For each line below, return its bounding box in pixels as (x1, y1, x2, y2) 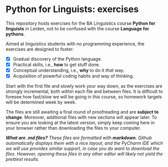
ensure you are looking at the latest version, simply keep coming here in (6, 120, 155, 126)
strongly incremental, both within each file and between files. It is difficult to (6, 88, 163, 94)
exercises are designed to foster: (6, 46, 74, 52)
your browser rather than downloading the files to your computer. (6, 125, 141, 131)
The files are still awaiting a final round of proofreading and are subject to (6, 109, 159, 115)
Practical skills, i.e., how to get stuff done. (13, 62, 100, 68)
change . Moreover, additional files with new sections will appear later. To (6, 115, 157, 121)
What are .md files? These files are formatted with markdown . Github (6, 135, 152, 141)
